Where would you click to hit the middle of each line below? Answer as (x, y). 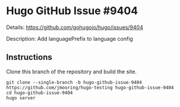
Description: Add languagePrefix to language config (70, 38)
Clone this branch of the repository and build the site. (71, 72)
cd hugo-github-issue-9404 (40, 93)
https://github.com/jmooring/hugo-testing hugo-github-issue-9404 (90, 87)
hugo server (21, 98)
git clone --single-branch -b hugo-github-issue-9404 (74, 82)
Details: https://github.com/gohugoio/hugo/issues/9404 (75, 27)
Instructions (29, 57)
